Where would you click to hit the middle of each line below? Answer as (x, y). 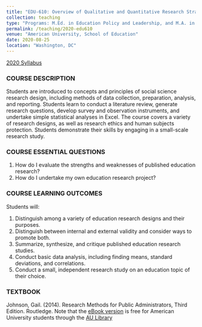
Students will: (23, 206)
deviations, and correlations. (50, 263)
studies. (25, 250)
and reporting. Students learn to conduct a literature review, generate (92, 104)
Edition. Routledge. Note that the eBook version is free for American (90, 311)
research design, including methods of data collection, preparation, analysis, (101, 98)
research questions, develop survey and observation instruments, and (93, 111)
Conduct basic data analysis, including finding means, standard (93, 256)
